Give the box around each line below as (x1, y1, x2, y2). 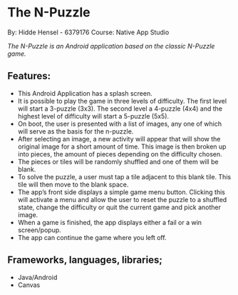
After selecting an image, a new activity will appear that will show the (17, 134, 221, 143)
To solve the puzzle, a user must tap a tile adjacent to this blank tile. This (17, 172, 232, 181)
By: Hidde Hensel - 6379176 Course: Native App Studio (7, 28, 170, 36)
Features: (7, 70, 51, 82)
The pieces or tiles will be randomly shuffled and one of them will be (17, 157, 219, 166)
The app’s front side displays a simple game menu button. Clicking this (17, 187, 226, 196)
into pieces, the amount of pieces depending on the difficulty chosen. (17, 149, 222, 158)
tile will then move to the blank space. (17, 180, 129, 189)
